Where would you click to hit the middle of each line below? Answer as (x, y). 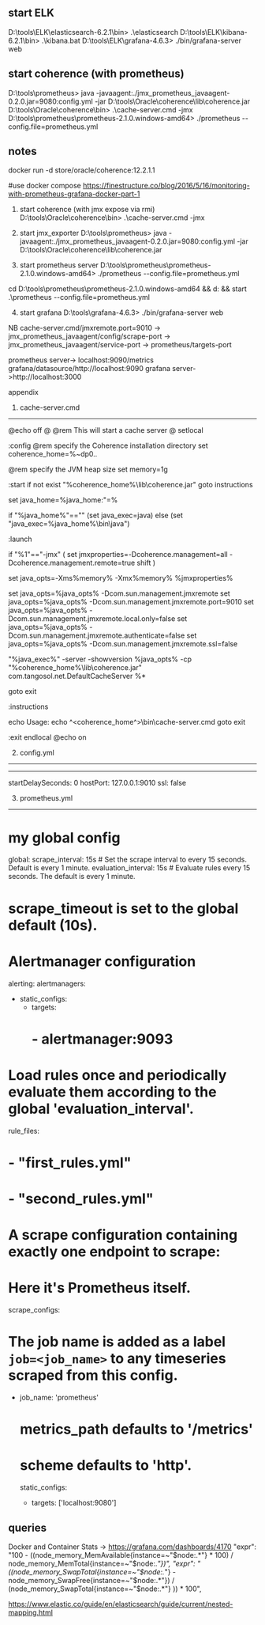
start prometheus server (59, 265)
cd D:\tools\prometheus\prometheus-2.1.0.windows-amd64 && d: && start (127, 289)
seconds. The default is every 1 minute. (72, 877)
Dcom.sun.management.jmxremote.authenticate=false (97, 635)
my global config (64, 837)
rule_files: (24, 1131)
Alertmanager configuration (102, 961)
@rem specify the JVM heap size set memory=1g (88, 469)
